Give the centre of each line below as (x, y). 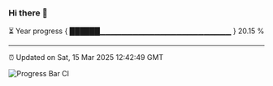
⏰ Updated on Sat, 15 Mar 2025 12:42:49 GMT (86, 58)
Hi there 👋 (28, 13)
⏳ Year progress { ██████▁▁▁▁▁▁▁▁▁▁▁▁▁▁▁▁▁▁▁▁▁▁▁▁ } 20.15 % (136, 31)
